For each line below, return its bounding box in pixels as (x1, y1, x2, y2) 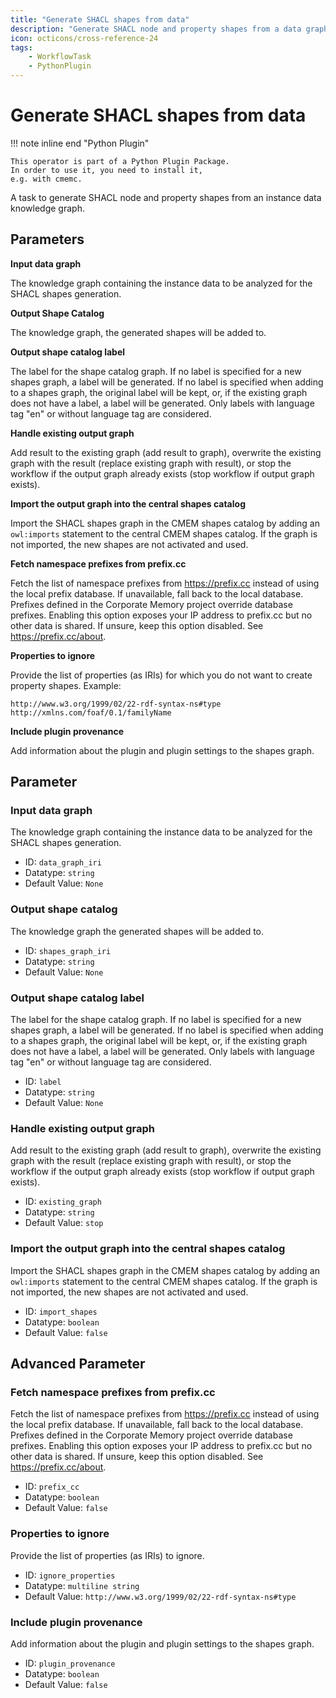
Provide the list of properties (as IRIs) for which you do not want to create (10, 669, 313, 681)
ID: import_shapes (24, 1305, 98, 1317)
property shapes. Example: (10, 679, 122, 691)
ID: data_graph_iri (24, 856, 102, 868)
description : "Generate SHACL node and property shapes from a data (10, 24, 302, 34)
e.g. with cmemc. (10, 174, 83, 184)
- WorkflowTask (28, 52, 92, 62)
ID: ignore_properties (24, 1569, 116, 1581)
